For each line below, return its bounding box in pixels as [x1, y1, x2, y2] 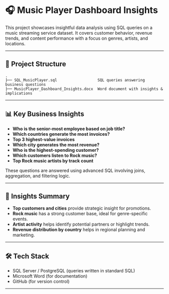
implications [5, 90, 33, 96]
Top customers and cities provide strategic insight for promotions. [12, 205, 151, 212]
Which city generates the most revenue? [12, 142, 100, 148]
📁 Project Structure [5, 60, 66, 68]
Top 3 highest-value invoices [12, 136, 75, 142]
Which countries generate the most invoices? [12, 131, 110, 137]
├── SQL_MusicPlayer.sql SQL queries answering [5, 77, 145, 82]
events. [12, 216, 28, 222]
